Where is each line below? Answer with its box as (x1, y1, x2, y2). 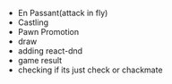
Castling (17, 17, 49, 28)
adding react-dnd (17, 46, 83, 56)
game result (17, 55, 63, 65)
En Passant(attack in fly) (17, 8, 108, 18)
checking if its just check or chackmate (17, 64, 163, 75)
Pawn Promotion (17, 27, 79, 37)
